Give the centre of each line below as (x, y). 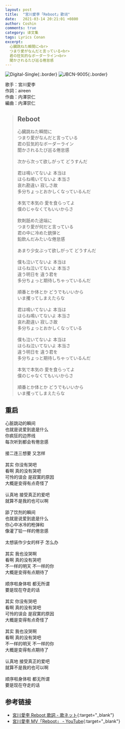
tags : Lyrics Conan (25, 38)
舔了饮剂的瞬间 (20, 512)
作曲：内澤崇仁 (20, 97)
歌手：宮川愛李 (20, 85)
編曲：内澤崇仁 (20, 103)
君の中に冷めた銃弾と (39, 233)
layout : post (19, 10)
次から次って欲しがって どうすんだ (52, 162)
